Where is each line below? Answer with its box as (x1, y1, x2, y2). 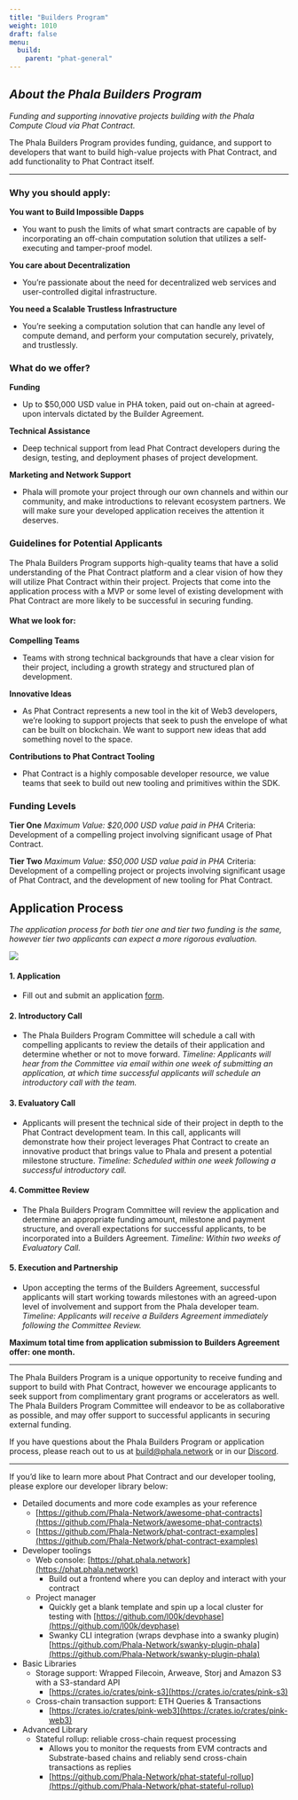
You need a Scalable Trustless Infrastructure (9, 303, 177, 315)
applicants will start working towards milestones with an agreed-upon (21, 1292, 278, 1302)
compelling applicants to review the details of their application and (21, 1040, 265, 1050)
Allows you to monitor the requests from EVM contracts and (48, 1743, 268, 1754)
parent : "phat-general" (25, 54, 114, 63)
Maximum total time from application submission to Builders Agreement (9, 1337, 280, 1348)
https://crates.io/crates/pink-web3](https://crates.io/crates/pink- (51, 1705, 288, 1717)
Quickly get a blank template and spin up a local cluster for (48, 1602, 263, 1613)
